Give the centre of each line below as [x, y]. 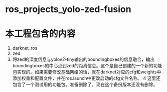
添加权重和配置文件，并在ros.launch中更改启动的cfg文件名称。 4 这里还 [87, 78]
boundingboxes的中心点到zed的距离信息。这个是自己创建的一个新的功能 [87, 66]
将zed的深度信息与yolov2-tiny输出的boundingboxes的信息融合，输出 [83, 59]
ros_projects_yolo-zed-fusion [68, 9]
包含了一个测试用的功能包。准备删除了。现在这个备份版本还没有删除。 [85, 84]
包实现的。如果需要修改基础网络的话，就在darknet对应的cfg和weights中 [87, 72]
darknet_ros [25, 48]
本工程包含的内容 [41, 34]
